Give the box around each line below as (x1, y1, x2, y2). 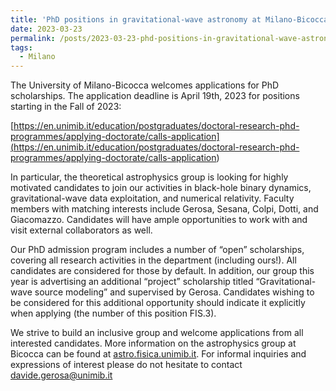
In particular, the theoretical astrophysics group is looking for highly (10, 171, 289, 183)
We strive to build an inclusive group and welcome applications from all (10, 327, 304, 339)
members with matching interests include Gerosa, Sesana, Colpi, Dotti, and (10, 203, 319, 215)
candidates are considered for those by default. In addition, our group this (10, 265, 315, 277)
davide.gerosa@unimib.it (10, 369, 113, 381)
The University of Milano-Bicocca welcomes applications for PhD (10, 79, 280, 91)
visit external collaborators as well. (10, 224, 153, 236)
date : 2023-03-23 (10, 24, 83, 34)
